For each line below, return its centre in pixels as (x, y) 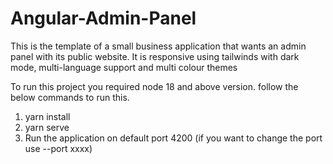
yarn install (47, 116)
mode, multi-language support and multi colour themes (124, 67)
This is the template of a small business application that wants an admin (158, 46)
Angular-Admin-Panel (103, 18)
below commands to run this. (70, 97)
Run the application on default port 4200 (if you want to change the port (173, 138)
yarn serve (47, 127)
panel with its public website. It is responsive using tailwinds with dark (155, 56)
